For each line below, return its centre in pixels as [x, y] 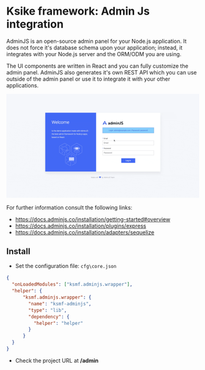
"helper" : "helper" [58, 323]
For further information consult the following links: [69, 207]
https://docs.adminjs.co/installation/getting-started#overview [93, 219]
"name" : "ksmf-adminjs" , [60, 303]
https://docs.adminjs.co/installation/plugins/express [81, 226]
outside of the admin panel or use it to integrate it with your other [88, 79]
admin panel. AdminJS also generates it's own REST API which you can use [102, 72]
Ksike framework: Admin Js [78, 11]
